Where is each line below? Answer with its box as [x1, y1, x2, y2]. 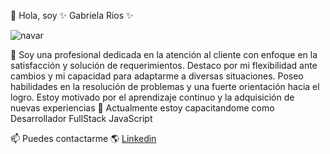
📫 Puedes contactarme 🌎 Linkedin [10, 133, 157, 144]
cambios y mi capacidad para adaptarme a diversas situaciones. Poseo [10, 70, 304, 82]
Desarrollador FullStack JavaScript [10, 113, 153, 124]
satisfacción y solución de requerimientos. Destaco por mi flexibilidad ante [10, 60, 318, 71]
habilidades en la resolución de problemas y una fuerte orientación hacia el [10, 81, 320, 92]
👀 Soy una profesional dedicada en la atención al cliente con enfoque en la [10, 49, 318, 60]
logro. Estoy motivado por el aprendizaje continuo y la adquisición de [10, 91, 295, 103]
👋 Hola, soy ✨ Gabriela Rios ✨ [10, 10, 134, 21]
